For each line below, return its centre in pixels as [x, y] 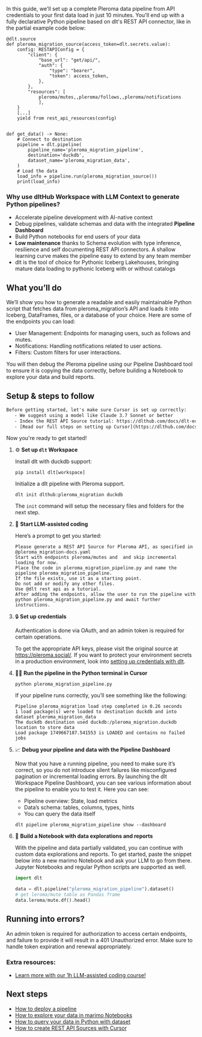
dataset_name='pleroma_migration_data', [79, 161]
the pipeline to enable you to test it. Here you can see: [82, 790]
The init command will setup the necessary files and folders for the [99, 506]
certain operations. [38, 637]
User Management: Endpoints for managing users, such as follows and [103, 333]
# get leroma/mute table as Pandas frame [67, 895]
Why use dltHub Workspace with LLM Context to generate [93, 197]
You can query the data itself [60, 814]
